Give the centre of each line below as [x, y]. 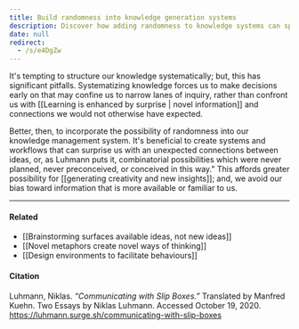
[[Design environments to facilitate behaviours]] [109, 256]
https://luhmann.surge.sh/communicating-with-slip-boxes [116, 315]
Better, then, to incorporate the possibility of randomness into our [129, 131]
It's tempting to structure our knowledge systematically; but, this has [135, 76]
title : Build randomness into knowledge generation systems [123, 17]
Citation [24, 276]
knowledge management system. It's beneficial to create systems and [137, 141]
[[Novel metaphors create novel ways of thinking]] [114, 246]
